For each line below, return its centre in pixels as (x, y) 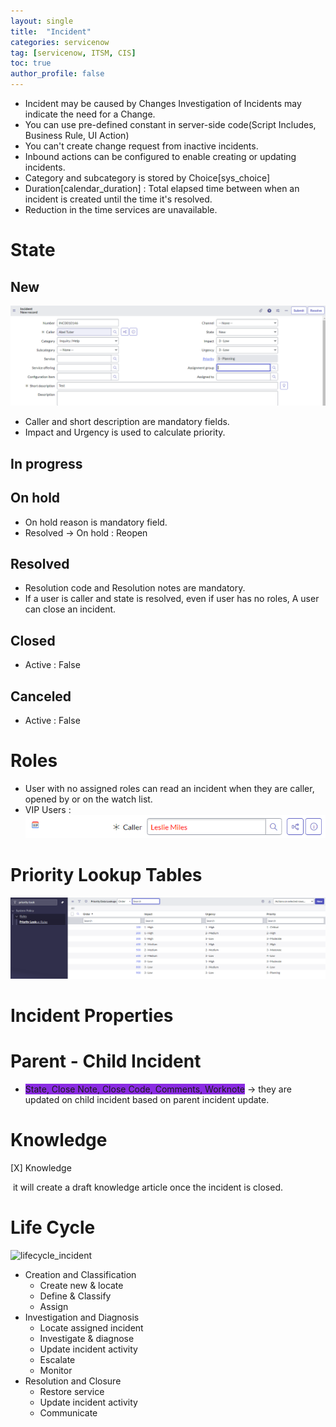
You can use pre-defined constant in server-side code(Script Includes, (170, 124)
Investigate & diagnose (87, 1339)
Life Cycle (53, 1227)
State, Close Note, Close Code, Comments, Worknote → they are (158, 1089)
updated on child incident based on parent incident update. (147, 1100)
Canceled (41, 696)
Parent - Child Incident (106, 1061)
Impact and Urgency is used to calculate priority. (125, 432)
